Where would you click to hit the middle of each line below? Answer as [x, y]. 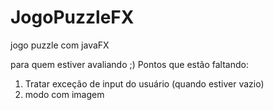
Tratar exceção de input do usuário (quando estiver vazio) [144, 83]
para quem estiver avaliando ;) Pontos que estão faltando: [129, 64]
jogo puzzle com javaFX [60, 45]
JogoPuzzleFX [72, 17]
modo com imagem [64, 94]
